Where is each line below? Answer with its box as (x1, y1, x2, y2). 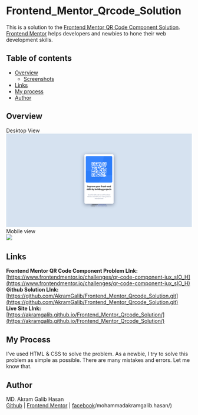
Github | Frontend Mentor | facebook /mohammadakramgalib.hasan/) (6, 401, 173, 409)
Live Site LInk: (6, 305, 41, 312)
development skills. (6, 36, 53, 43)
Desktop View (6, 127, 40, 134)
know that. (6, 363, 32, 370)
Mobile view (6, 227, 36, 234)
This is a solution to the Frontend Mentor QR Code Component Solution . (6, 24, 181, 31)
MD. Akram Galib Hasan (6, 396, 64, 403)
